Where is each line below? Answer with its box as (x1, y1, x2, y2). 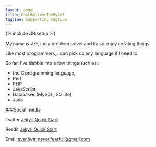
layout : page (5, 7, 33, 13)
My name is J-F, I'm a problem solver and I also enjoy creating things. (5, 41, 151, 47)
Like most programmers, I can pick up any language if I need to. (5, 50, 139, 56)
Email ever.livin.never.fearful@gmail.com (5, 136, 90, 142)
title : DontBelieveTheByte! (5, 12, 65, 17)
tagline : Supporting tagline (5, 17, 67, 22)
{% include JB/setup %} (5, 31, 56, 37)
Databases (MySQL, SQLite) (12, 92, 72, 98)
